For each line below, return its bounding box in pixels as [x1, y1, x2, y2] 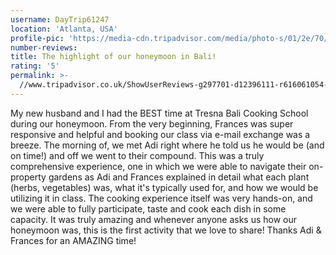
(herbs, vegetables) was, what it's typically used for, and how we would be [10, 181, 319, 193]
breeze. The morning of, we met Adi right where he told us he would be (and [10, 139, 325, 151]
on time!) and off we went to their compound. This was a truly [10, 149, 265, 161]
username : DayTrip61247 [10, 14, 110, 25]
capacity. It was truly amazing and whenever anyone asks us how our [10, 213, 298, 225]
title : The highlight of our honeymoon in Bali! [10, 52, 217, 62]
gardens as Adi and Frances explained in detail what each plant [48, 171, 310, 183]
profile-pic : [10, 33, 65, 43]
